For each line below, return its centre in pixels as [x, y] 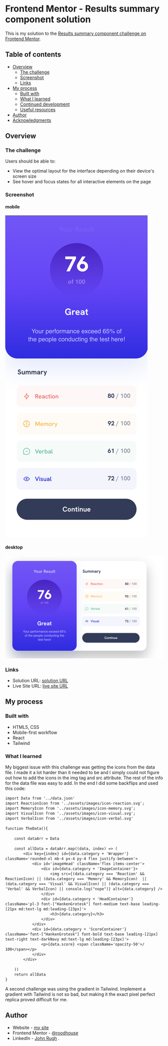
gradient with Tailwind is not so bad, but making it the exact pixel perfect [80, 994]
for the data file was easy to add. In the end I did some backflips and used [82, 783]
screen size [24, 176]
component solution [48, 19]
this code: [16, 788]
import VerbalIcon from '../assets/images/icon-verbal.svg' [69, 818]
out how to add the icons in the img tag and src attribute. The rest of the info [84, 778]
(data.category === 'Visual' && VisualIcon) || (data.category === [77, 884]
